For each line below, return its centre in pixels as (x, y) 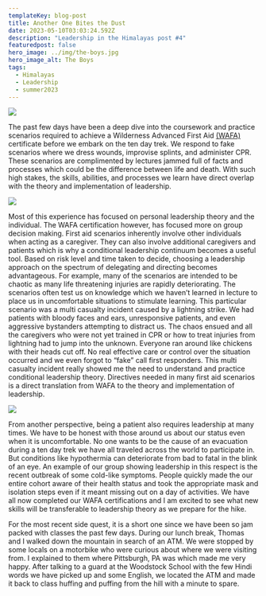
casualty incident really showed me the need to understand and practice (127, 369)
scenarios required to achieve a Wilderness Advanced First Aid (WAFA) (124, 135)
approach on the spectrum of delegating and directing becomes (113, 267)
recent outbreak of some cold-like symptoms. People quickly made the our (131, 475)
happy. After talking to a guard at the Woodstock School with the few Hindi (130, 567)
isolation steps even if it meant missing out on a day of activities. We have (129, 492)
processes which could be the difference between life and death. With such (132, 169)
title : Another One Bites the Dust (67, 23)
